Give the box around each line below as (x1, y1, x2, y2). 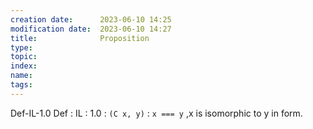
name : (10, 71, 33, 81)
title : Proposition (10, 33, 150, 43)
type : (10, 42, 33, 53)
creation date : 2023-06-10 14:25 (10, 14, 172, 25)
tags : (10, 80, 33, 90)
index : (10, 61, 38, 71)
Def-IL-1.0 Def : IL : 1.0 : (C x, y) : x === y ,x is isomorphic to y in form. (10, 107, 303, 119)
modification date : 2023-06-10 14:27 (10, 24, 172, 34)
